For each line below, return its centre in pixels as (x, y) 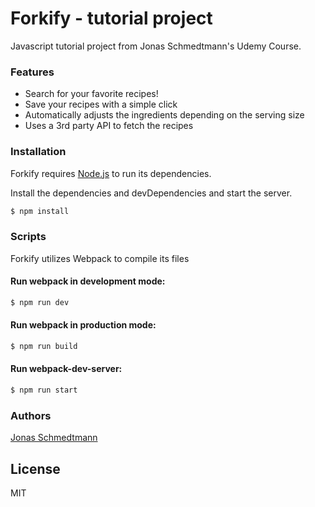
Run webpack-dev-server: (66, 369)
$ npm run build (44, 346)
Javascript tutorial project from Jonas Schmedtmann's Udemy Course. (156, 46)
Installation (38, 152)
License (35, 468)
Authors (31, 415)
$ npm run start (44, 390)
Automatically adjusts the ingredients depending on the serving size (164, 115)
